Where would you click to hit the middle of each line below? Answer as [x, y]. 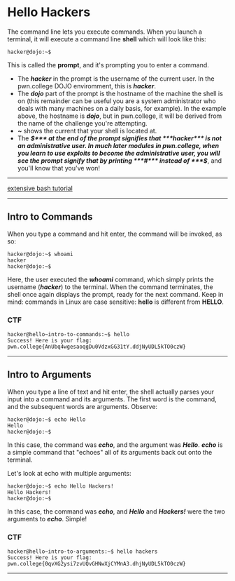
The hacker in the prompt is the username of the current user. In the [116, 79]
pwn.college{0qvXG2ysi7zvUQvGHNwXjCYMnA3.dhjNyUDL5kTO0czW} [97, 564]
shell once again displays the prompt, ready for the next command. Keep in [115, 294]
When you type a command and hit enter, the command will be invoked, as [115, 234]
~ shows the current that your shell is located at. [87, 131]
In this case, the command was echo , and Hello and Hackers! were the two [116, 511]
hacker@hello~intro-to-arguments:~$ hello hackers [83, 552]
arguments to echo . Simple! [47, 519]
